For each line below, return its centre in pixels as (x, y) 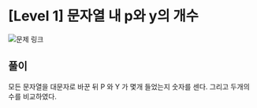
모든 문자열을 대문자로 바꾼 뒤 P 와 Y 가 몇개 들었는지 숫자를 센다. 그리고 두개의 (129, 86)
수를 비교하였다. (33, 96)
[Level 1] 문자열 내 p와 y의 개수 (104, 16)
